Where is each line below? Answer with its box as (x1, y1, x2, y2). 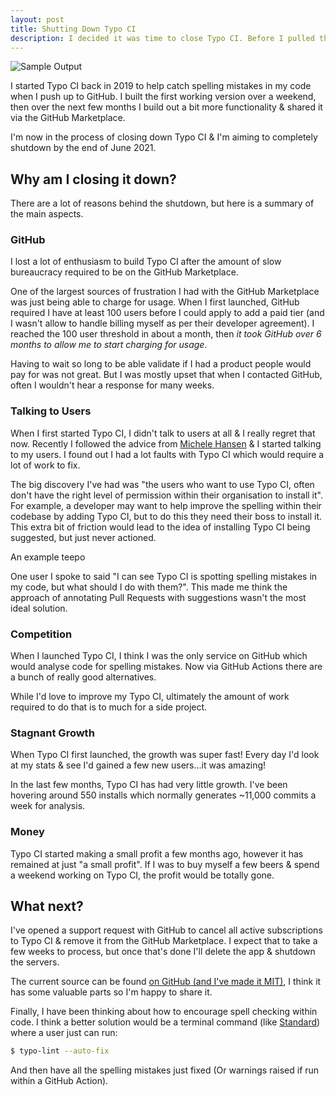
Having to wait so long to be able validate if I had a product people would (10, 358, 312, 370)
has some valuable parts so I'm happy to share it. (10, 986, 213, 998)
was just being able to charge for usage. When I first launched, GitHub (10, 296, 300, 308)
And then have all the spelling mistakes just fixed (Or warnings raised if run (10, 1064, 320, 1076)
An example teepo (10, 551, 86, 563)
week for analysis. (10, 800, 86, 812)
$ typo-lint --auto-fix (10, 1046, 110, 1056)
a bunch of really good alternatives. (10, 671, 157, 683)
